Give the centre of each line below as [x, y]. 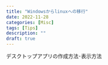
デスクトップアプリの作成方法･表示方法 [54, 56]
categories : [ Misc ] [30, 22]
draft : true [21, 39]
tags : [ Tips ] [22, 28]
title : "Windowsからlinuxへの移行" [47, 11]
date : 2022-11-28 [27, 17]
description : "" [26, 33]
